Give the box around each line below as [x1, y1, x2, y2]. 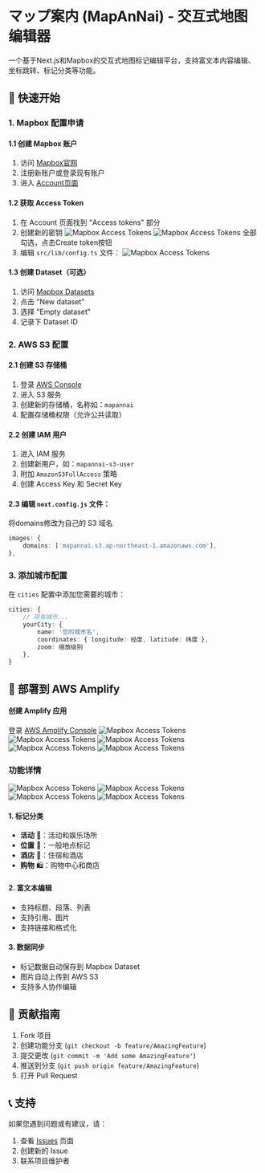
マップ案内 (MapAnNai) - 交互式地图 [8, 7, 248, 26]
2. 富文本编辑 [8, 883, 52, 892]
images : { [8, 535, 42, 543]
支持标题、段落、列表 [19, 902, 91, 912]
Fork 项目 [19, 1030, 52, 1040]
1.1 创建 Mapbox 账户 [8, 138, 78, 149]
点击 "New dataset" [19, 296, 85, 306]
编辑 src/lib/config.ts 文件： [19, 247, 121, 257]
